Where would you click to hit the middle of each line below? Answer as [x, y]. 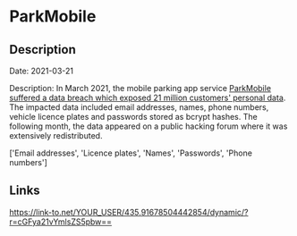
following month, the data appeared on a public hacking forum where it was [148, 126]
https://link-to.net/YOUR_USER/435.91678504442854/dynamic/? [129, 212]
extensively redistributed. [56, 135]
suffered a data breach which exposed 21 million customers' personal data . [148, 97]
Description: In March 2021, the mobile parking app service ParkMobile [140, 88]
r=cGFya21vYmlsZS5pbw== [61, 222]
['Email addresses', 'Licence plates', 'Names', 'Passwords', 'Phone [131, 153]
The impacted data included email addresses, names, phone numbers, [139, 107]
